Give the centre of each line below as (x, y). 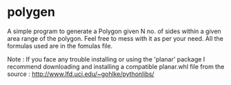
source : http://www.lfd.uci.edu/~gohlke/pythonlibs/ (81, 74)
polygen (31, 12)
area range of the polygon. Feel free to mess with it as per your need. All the (115, 38)
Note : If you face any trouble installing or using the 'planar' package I (106, 59)
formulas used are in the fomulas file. (60, 46)
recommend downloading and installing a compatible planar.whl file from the (116, 66)
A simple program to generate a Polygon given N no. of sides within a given (114, 31)
